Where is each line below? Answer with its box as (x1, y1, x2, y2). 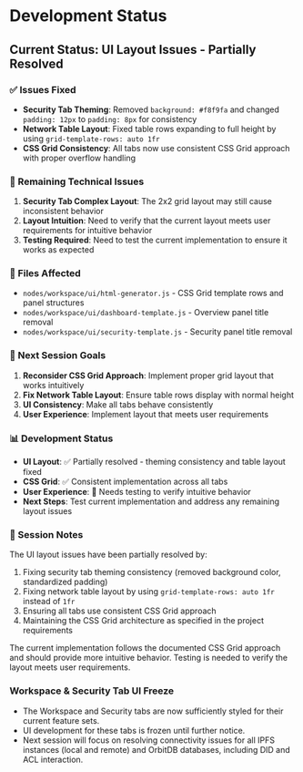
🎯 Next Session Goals (9, 349, 106, 362)
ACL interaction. (22, 754, 84, 765)
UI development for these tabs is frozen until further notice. (22, 725, 246, 736)
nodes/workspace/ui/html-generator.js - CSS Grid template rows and (22, 288, 284, 299)
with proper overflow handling (22, 152, 136, 163)
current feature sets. (22, 715, 100, 726)
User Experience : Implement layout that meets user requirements (22, 408, 269, 419)
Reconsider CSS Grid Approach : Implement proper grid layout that (22, 370, 275, 381)
